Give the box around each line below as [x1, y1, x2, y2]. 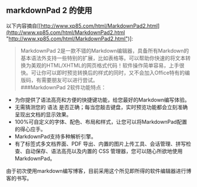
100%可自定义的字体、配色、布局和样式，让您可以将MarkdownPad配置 [14, 118, 188, 125]
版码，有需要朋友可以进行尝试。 [20, 76, 98, 83]
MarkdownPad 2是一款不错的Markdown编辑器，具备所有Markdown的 [20, 47, 189, 54]
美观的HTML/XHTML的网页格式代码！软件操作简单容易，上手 [31, 62, 179, 69]
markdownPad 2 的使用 [6, 5, 92, 16]
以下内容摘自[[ [6, 22, 41, 29]
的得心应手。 [14, 125, 46, 132]
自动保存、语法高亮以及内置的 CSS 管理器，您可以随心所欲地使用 [25, 147, 183, 154]
